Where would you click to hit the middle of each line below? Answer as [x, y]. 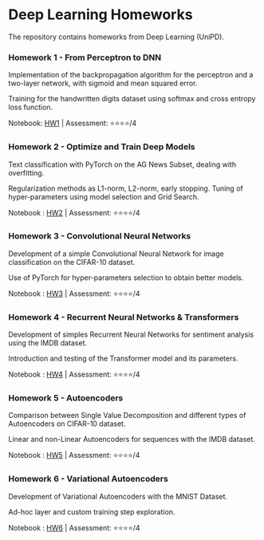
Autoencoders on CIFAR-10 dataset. [67, 424]
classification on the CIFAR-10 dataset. [72, 262]
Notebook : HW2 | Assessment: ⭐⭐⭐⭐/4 [74, 212]
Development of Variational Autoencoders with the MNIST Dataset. [118, 496]
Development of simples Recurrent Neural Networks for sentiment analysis [131, 335]
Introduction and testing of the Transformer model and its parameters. [123, 359]
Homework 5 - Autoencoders [66, 398]
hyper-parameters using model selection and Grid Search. [104, 196]
